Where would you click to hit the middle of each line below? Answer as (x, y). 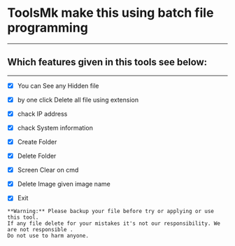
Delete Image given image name (64, 184)
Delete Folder (37, 156)
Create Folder (37, 142)
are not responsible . (40, 230)
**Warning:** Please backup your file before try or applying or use (111, 212)
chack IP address (42, 114)
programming (48, 28)
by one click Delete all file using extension (78, 100)
